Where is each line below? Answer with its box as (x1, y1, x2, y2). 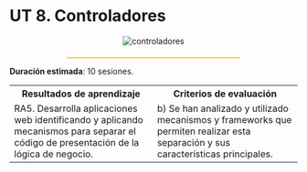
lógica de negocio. (14, 147, 94, 160)
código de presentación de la (14, 136, 140, 148)
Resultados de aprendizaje (21, 87, 141, 100)
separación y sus (156, 136, 231, 148)
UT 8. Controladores (9, 5, 166, 26)
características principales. (156, 147, 274, 160)
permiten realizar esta (156, 125, 251, 137)
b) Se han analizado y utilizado (156, 102, 290, 115)
